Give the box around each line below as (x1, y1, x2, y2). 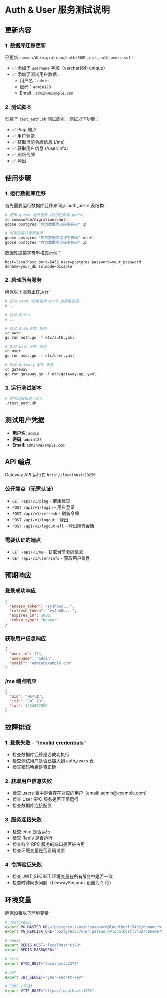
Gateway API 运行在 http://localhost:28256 (5, 472, 96, 478)
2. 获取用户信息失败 (5, 777, 52, 784)
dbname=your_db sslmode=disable (5, 264, 72, 269)
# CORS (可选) (5, 984, 33, 989)
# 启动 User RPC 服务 (5, 344, 47, 349)
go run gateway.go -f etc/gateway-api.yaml (5, 371, 97, 377)
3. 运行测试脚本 (5, 384, 42, 391)
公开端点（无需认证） (5, 485, 56, 492)
